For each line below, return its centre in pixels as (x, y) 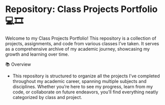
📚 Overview (18, 64)
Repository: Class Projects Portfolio (81, 9)
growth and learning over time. (37, 54)
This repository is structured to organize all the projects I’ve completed (86, 76)
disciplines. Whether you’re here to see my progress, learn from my (82, 86)
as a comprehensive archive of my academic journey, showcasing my (77, 49)
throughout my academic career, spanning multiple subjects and (79, 81)
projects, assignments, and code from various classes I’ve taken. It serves (82, 43)
